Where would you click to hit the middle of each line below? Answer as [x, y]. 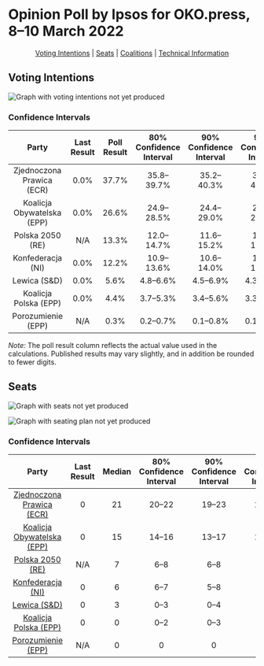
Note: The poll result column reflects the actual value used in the [113, 346]
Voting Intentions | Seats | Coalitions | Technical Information [132, 53]
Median [117, 472]
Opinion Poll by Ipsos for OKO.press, [129, 15]
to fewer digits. [32, 362]
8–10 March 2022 [66, 31]
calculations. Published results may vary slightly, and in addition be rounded [131, 354]
